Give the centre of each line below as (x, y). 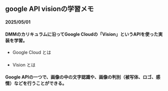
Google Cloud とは (32, 52)
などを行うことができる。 (40, 83)
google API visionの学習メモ (50, 9)
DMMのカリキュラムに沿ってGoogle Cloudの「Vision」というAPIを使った (82, 34)
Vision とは (24, 64)
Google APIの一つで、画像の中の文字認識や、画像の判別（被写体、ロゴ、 (81, 77)
